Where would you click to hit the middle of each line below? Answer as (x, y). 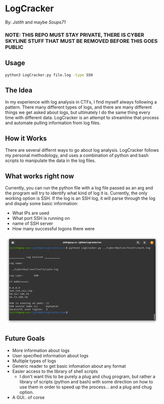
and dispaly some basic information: (42, 203)
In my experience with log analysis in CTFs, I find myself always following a (81, 102)
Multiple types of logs (34, 361)
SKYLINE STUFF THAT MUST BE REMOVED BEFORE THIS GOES (82, 41)
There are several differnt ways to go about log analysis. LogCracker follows (82, 150)
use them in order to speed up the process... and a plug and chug (85, 387)
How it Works (26, 138)
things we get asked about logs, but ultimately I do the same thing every (78, 112)
